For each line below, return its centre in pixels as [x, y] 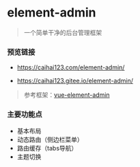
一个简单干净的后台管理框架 [63, 32]
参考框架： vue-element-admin [67, 95]
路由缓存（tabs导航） [47, 148]
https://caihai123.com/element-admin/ [71, 67]
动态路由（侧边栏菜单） [50, 140]
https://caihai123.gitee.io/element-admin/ [75, 81]
